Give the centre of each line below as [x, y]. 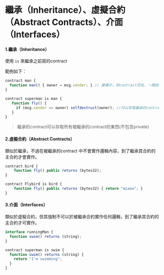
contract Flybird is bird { [34, 184]
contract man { [20, 81]
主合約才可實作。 [22, 223]
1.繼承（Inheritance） [27, 49]
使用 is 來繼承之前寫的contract [36, 61]
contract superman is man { [34, 99]
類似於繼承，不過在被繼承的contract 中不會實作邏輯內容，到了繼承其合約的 [80, 151]
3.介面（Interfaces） [26, 205]
